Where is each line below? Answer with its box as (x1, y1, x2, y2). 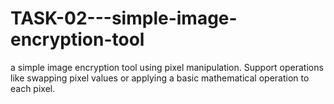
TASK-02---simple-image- (10, 7, 238, 30)
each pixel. (10, 82, 56, 94)
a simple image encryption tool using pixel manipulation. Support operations (10, 61, 324, 73)
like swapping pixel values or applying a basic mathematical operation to (10, 72, 310, 84)
